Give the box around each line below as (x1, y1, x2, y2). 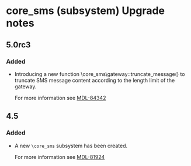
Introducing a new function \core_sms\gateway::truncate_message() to (14, 70, 185, 77)
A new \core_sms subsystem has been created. (14, 142, 128, 149)
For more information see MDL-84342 (14, 94, 106, 101)
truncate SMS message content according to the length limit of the (14, 77, 175, 84)
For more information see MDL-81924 (14, 153, 105, 160)
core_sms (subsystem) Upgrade (6, 4, 165, 18)
